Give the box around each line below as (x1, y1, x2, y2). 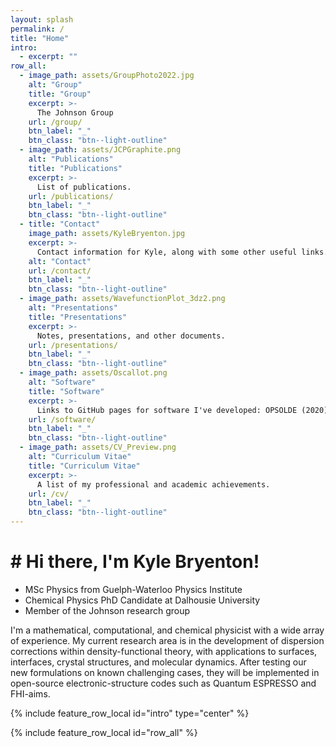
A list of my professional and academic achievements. (36, 479, 271, 490)
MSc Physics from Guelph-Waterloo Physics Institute (24, 583, 243, 595)
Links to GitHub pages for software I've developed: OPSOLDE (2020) (36, 405, 329, 415)
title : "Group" (28, 89, 92, 99)
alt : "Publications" (28, 154, 114, 164)
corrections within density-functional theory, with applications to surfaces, (10, 645, 318, 657)
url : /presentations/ (28, 340, 118, 350)
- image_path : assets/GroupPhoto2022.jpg (19, 71, 195, 81)
